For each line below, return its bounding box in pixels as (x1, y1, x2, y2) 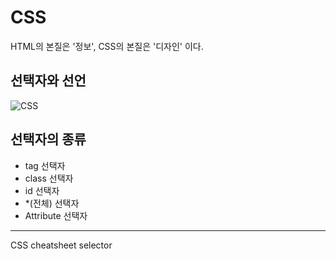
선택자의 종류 (10, 131, 87, 148)
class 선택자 (24, 172, 74, 184)
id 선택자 (24, 184, 60, 196)
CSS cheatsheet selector (10, 239, 113, 251)
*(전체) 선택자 (24, 197, 80, 209)
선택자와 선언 (10, 72, 87, 90)
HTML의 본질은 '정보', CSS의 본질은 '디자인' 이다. (10, 40, 204, 52)
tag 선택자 (24, 159, 66, 171)
